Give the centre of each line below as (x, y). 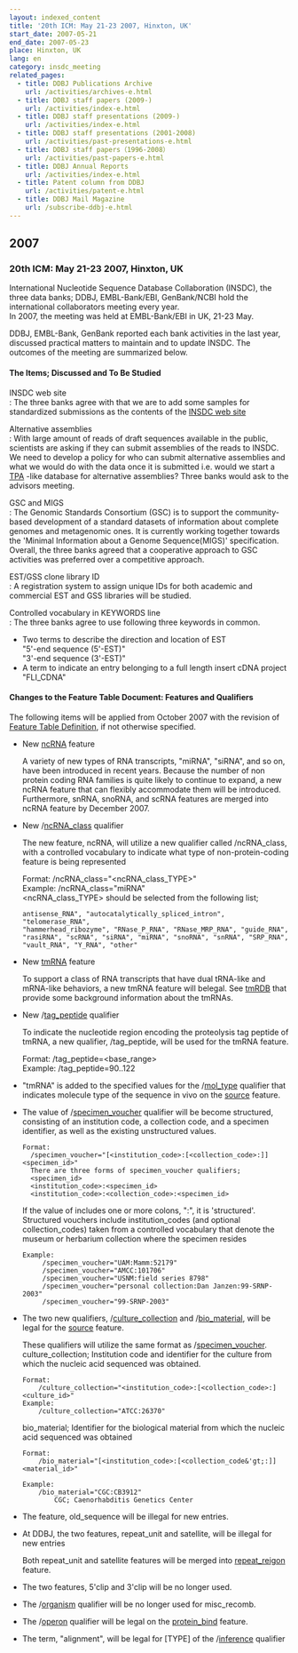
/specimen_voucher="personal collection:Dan (126, 1286)
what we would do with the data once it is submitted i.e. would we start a (142, 467)
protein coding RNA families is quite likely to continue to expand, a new (152, 779)
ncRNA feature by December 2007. (86, 808)
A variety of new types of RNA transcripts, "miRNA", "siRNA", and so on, (153, 761)
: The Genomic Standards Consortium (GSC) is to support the (121, 512)
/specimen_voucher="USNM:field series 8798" (126, 1278)
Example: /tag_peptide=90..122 (78, 1068)
